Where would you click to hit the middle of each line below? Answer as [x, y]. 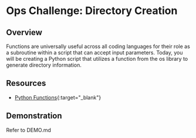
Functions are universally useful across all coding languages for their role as [98, 46]
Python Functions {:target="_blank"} [58, 97]
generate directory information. [44, 65]
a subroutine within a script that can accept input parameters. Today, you [94, 53]
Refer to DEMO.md [29, 130]
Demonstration [34, 116]
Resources [26, 83]
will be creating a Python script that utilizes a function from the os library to [97, 59]
